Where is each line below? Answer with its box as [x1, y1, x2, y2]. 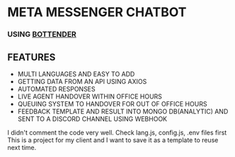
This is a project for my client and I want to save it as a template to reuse [7, 135, 219, 144]
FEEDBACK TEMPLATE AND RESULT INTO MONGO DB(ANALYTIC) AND [17, 107, 229, 115]
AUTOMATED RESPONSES [17, 84, 96, 93]
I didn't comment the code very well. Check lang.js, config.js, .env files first [7, 128, 227, 137]
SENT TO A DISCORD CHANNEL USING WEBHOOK [17, 114, 168, 123]
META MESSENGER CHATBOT [7, 4, 187, 20]
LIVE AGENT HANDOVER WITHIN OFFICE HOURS [17, 92, 163, 101]
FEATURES [7, 51, 56, 63]
